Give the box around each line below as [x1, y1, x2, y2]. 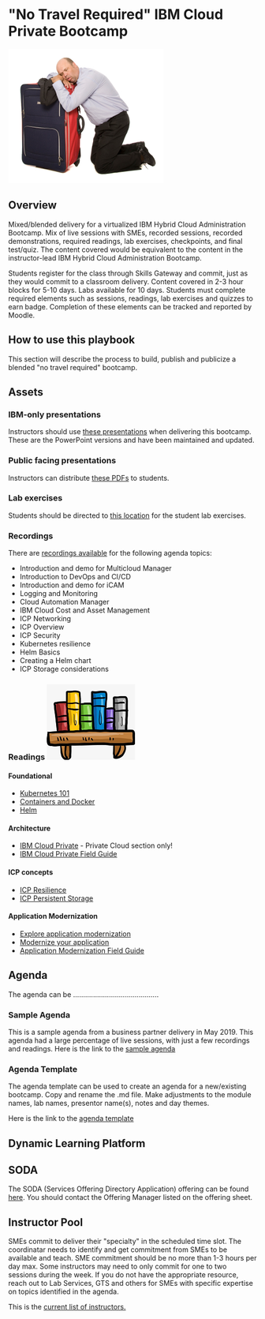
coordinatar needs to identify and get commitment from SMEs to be [8, 1245, 227, 1254]
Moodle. [8, 310, 35, 320]
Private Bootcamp [8, 22, 129, 40]
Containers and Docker [19, 797, 95, 807]
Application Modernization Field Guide [19, 946, 144, 955]
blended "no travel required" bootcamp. [8, 362, 138, 372]
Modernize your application [19, 937, 110, 946]
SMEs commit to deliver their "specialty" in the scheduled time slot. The [8, 1237, 242, 1246]
